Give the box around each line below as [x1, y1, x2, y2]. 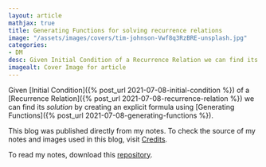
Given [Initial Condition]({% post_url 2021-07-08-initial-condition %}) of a [8, 85, 250, 95]
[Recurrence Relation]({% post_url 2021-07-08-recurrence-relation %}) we [8, 93, 255, 103]
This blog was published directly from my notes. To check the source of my [8, 126, 256, 135]
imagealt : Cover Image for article [8, 64, 127, 72]
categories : [8, 41, 48, 49]
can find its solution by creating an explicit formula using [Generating [8, 102, 235, 111]
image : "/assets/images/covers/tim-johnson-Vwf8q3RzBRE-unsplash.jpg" [8, 33, 248, 42]
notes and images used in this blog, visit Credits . [8, 134, 168, 144]
